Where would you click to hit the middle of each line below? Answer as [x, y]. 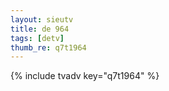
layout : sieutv [42, 19]
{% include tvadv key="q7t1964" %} [85, 76]
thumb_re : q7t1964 [48, 47]
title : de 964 [40, 29]
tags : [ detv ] [37, 38]
